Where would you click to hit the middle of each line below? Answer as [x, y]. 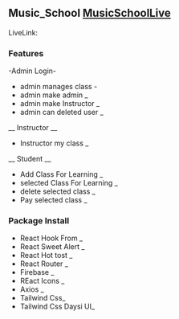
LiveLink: [23, 32]
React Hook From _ [51, 238]
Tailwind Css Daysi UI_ [57, 307]
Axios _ [32, 289]
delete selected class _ [58, 191]
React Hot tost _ [46, 256]
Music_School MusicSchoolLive [89, 13]
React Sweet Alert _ [52, 247]
